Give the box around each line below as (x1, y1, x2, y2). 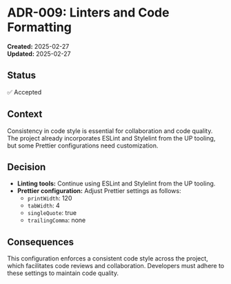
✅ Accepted (7, 88, 42, 96)
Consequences (7, 236, 74, 247)
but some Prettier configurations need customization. (7, 141, 159, 150)
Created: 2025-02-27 (7, 42, 70, 50)
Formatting (7, 19, 72, 35)
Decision (7, 161, 46, 173)
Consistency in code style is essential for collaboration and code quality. (7, 126, 213, 135)
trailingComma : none (27, 216, 86, 225)
